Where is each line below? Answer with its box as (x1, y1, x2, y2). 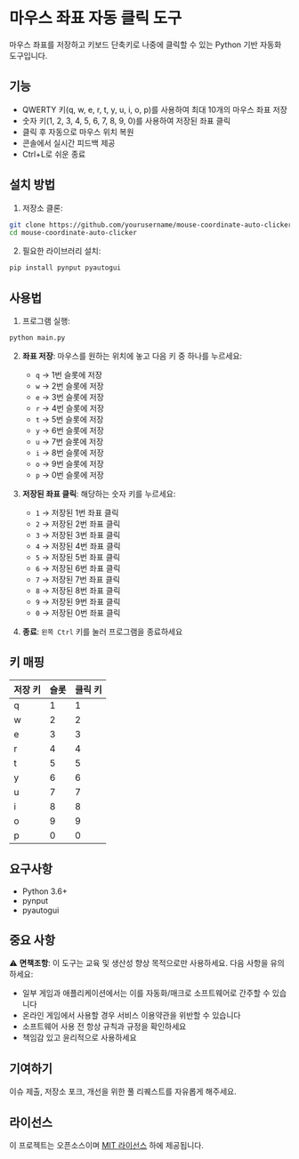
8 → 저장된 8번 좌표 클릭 (35, 584, 121, 596)
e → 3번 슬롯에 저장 (35, 391, 104, 402)
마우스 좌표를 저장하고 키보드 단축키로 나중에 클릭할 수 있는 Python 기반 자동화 (9, 39, 282, 50)
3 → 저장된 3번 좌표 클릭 (35, 529, 121, 540)
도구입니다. (9, 50, 48, 60)
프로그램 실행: (21, 316, 71, 326)
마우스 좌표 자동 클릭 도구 (9, 8, 182, 28)
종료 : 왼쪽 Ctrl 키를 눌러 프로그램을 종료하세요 (21, 626, 183, 637)
